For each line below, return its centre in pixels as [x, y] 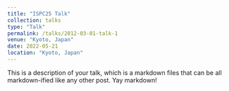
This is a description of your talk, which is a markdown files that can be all [114, 72]
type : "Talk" [26, 27]
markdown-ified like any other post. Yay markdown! [82, 80]
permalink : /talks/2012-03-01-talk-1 [63, 33]
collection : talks [34, 20]
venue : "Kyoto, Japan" [41, 40]
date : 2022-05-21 [33, 46]
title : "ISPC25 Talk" [39, 14]
